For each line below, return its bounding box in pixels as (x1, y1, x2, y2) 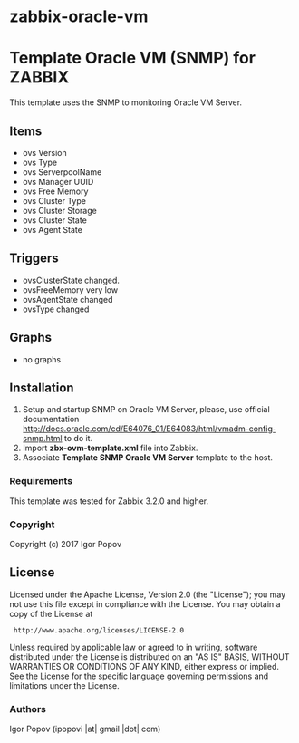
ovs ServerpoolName (22, 166, 102, 178)
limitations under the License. (9, 680, 120, 690)
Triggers (9, 251, 59, 266)
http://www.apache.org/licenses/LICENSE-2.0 (13, 625, 184, 635)
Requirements (9, 475, 73, 487)
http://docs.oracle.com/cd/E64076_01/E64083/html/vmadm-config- (22, 423, 276, 434)
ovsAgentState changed (22, 294, 113, 304)
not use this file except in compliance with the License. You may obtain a (9, 598, 281, 609)
